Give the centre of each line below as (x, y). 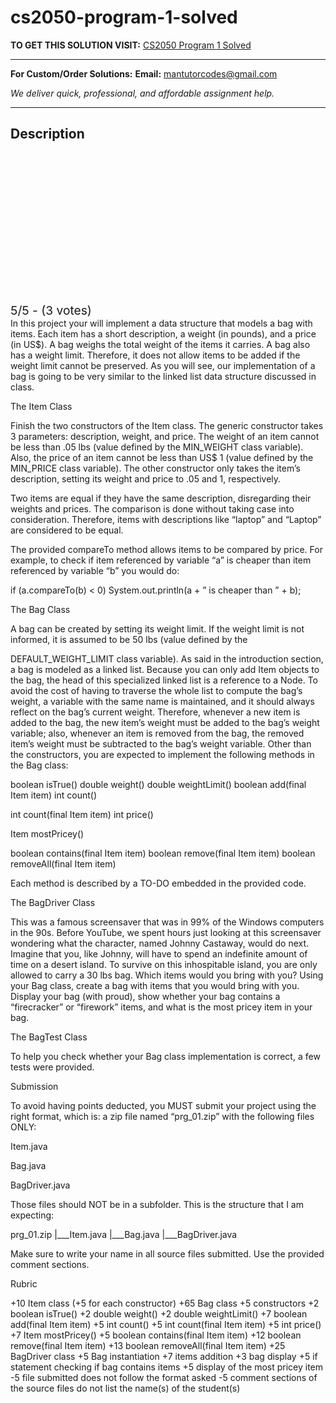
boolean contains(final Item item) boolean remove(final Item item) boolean (163, 853)
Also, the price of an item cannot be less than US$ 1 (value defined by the (162, 457)
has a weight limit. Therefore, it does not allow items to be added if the (155, 355)
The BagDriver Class (53, 902)
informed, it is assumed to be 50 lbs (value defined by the (129, 639)
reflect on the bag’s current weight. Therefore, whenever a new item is (155, 712)
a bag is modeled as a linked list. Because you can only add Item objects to (165, 669)
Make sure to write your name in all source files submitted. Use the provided (167, 1253)
